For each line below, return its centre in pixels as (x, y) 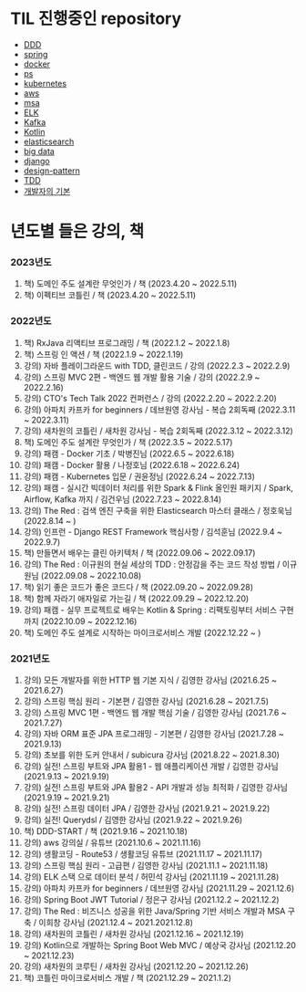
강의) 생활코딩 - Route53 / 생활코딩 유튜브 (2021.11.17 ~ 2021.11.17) (143, 854)
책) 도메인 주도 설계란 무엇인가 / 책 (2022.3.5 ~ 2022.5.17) (128, 442)
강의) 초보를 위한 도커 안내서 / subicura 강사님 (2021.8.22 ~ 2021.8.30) (152, 755)
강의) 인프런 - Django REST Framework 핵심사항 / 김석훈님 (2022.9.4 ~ (153, 531)
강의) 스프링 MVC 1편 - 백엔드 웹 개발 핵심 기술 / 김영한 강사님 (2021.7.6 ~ (155, 713)
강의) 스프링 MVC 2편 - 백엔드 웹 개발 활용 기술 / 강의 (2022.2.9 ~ (142, 377)
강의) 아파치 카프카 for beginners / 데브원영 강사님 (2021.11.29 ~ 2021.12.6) (159, 888)
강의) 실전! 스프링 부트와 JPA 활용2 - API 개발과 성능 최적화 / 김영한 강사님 (155, 788)
